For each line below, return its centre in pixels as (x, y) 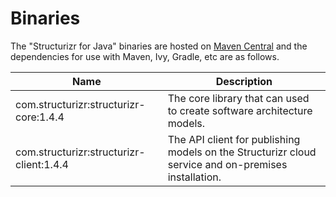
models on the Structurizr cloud (242, 152)
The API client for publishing (234, 139)
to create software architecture (240, 110)
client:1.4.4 (42, 164)
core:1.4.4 (40, 117)
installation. (194, 177)
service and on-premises (227, 164)
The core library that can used (238, 98)
